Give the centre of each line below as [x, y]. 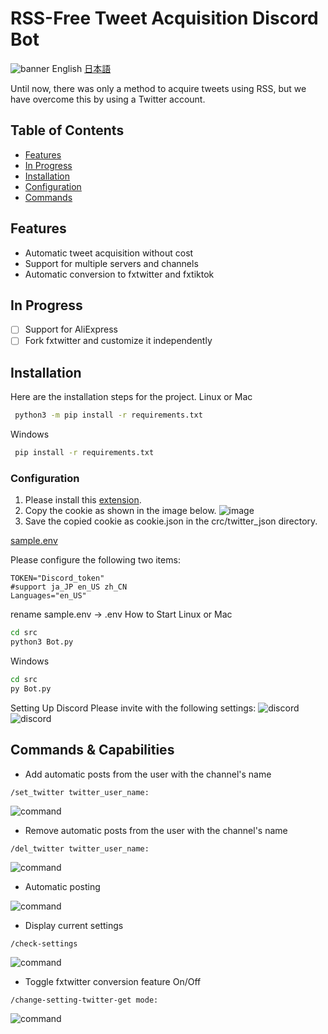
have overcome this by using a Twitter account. [108, 99]
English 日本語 [81, 68]
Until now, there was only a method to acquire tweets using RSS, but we [158, 88]
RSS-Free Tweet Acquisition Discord [164, 18]
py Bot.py [31, 688]
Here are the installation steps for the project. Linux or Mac [131, 397]
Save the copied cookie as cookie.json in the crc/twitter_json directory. [171, 521]
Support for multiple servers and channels [111, 263]
